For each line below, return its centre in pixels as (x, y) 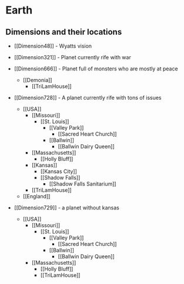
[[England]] (36, 196)
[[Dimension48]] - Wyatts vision (53, 46)
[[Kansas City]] (59, 171)
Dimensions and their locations (64, 32)
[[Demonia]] (37, 80)
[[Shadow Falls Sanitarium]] (83, 184)
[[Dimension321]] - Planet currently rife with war (73, 57)
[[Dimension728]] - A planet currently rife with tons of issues (88, 98)
